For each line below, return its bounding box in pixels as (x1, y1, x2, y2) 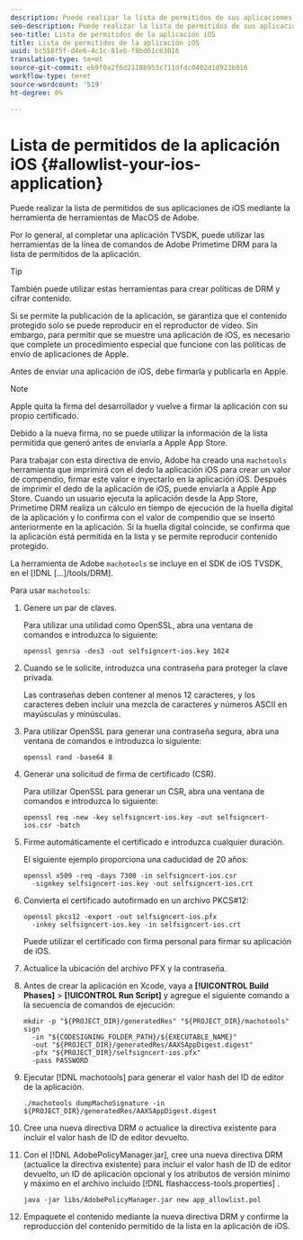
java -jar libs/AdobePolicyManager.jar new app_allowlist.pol (22, 1196, 262, 1205)
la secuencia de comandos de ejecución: (22, 999, 175, 1011)
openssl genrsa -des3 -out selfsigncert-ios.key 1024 (22, 647, 229, 656)
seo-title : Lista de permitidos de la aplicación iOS (10, 30, 217, 39)
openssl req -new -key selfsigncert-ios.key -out (22, 813, 214, 822)
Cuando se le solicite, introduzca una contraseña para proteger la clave (22, 662, 289, 674)
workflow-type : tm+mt (10, 72, 92, 81)
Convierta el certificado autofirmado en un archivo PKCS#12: (22, 895, 250, 906)
